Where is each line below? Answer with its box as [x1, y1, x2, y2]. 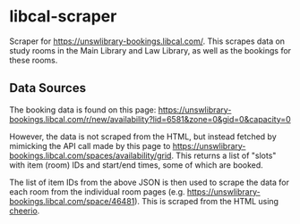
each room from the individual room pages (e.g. [9, 186, 185, 197]
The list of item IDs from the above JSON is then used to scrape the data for [9, 177, 289, 187]
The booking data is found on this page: [9, 104, 157, 115]
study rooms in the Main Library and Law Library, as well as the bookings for [9, 45, 292, 55]
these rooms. [9, 54, 58, 65]
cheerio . [9, 205, 40, 216]
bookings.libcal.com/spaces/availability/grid [9, 150, 172, 161]
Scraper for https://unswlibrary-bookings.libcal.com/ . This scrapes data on [9, 36, 285, 46]
